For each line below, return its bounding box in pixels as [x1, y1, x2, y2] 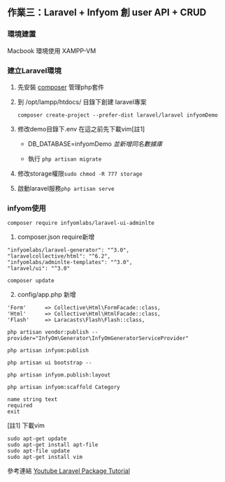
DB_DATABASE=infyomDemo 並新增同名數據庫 [27, 139, 163, 148]
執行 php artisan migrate [27, 154, 102, 163]
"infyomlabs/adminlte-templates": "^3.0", [7, 259, 133, 266]
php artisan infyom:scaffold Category [7, 384, 120, 391]
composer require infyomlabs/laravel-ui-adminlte [7, 219, 155, 227]
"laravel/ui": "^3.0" [7, 265, 71, 272]
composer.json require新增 [17, 233, 95, 241]
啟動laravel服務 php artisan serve [17, 184, 115, 192]
